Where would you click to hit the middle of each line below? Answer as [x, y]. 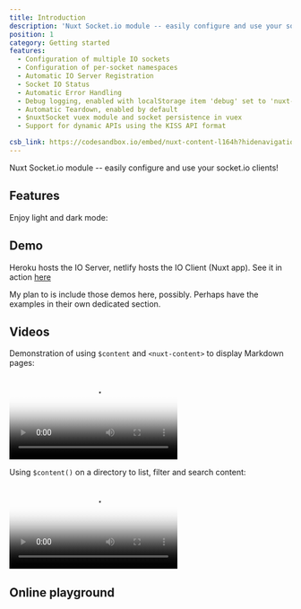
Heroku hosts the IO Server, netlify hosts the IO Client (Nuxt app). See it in [146, 267]
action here [30, 277]
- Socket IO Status [54, 84]
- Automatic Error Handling [70, 92]
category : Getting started [60, 43]
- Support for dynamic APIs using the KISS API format [122, 126]
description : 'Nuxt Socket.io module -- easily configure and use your [146, 26]
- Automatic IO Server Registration [86, 76]
